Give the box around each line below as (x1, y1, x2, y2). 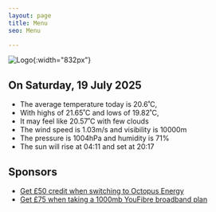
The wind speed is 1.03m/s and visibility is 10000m (19, 125, 187, 135)
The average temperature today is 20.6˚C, (19, 100, 158, 109)
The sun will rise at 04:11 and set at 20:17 (19, 142, 155, 151)
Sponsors (8, 165, 57, 179)
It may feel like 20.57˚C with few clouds (19, 116, 149, 126)
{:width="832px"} (33, 55, 92, 65)
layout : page (8, 11, 52, 20)
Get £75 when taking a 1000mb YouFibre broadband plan (19, 194, 208, 204)
